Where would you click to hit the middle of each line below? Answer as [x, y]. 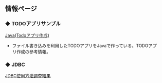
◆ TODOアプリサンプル [33, 24]
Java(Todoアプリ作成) [27, 35]
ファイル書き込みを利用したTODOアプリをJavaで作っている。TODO [80, 46]
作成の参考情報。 [34, 51]
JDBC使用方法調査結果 [28, 75]
